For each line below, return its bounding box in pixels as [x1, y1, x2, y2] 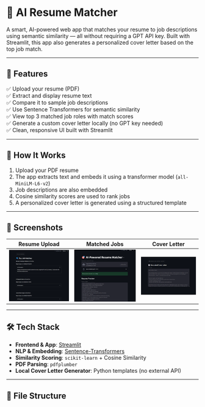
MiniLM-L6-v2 [15, 181, 49, 187]
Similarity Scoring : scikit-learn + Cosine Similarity [15, 354, 146, 362]
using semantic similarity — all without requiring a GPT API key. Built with [6, 32, 190, 39]
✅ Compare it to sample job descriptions [6, 99, 109, 106]
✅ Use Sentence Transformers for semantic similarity [6, 105, 140, 113]
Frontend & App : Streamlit [15, 341, 81, 348]
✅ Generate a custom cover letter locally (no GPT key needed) [6, 119, 164, 127]
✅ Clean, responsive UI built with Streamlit [6, 126, 113, 133]
